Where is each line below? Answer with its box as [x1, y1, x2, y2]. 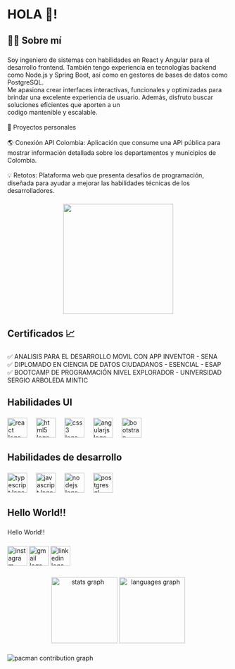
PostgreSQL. [7, 77, 44, 87]
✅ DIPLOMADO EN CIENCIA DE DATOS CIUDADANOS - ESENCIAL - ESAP [7, 360, 222, 368]
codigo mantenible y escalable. [7, 108, 98, 116]
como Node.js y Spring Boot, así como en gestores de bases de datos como [7, 70, 228, 79]
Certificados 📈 [7, 327, 75, 339]
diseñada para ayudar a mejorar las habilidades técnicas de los [7, 179, 190, 187]
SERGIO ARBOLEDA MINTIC [7, 376, 89, 384]
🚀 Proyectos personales [7, 123, 77, 131]
